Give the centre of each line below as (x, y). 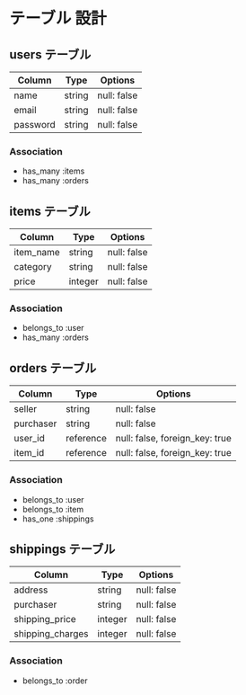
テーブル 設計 (58, 18)
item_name (37, 253)
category (33, 267)
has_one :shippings (58, 519)
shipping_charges (51, 634)
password (35, 125)
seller (26, 409)
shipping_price (45, 619)
